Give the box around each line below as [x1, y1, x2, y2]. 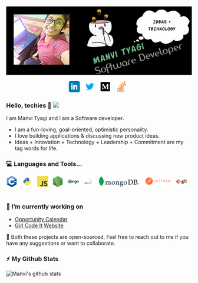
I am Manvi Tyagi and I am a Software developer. [6, 115, 124, 122]
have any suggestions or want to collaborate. [6, 239, 115, 247]
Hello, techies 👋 [6, 101, 52, 109]
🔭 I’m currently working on [6, 202, 84, 211]
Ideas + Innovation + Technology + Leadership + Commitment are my [14, 139, 184, 146]
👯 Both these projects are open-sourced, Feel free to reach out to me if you [6, 233, 189, 240]
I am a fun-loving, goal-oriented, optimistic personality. [14, 126, 148, 133]
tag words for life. [14, 145, 58, 152]
